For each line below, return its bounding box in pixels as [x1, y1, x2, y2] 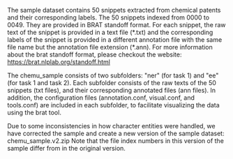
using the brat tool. [7, 108, 61, 116]
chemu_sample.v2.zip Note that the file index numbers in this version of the [7, 137, 225, 145]
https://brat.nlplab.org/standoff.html [7, 58, 110, 66]
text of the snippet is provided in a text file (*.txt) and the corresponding [7, 28, 213, 36]
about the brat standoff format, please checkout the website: [7, 50, 182, 59]
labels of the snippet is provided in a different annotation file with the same [7, 36, 223, 44]
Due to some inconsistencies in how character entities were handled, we [7, 122, 216, 130]
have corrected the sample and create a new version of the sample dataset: [7, 129, 225, 137]
